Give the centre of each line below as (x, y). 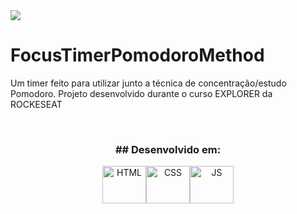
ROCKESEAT (36, 104)
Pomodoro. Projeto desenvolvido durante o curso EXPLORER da (141, 93)
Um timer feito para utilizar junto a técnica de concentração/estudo (148, 83)
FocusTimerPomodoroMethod (137, 55)
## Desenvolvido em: (168, 149)
